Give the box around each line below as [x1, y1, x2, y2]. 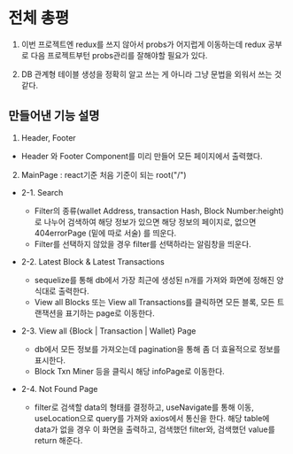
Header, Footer [20, 132, 76, 142]
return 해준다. [34, 435, 83, 445]
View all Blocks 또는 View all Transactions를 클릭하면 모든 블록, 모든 [34, 296, 275, 307]
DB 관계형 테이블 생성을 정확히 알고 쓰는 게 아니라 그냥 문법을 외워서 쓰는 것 [20, 68, 282, 80]
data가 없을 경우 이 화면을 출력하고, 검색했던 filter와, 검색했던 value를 [34, 424, 275, 435]
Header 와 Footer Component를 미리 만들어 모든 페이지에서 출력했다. [20, 150, 263, 161]
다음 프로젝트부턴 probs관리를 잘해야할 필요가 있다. [30, 50, 208, 60]
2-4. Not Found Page [20, 383, 98, 394]
